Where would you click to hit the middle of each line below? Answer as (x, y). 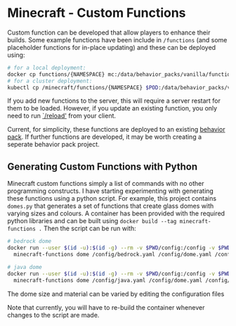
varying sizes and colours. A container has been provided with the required (116, 213)
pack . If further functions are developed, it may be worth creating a (105, 137)
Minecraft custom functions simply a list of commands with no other (106, 184)
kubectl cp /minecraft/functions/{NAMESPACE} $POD (83, 87)
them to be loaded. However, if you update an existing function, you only (112, 108)
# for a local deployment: (47, 68)
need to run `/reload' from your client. (62, 116)
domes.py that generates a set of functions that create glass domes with (111, 206)
